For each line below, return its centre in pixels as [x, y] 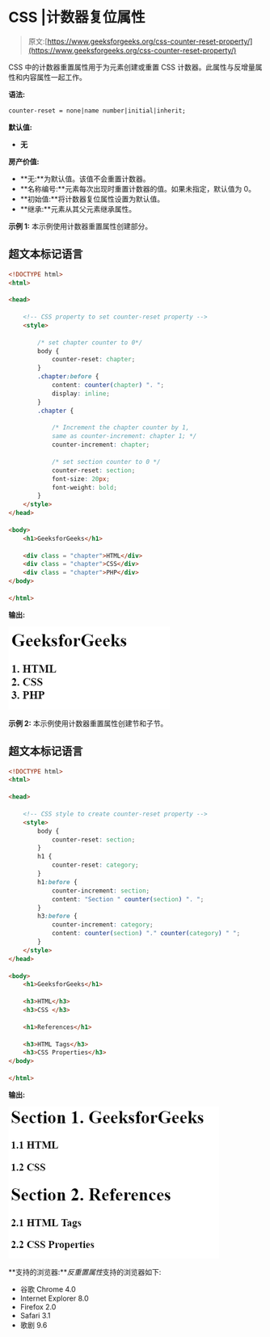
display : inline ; [81, 394]
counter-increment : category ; [102, 925]
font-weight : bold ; [84, 487]
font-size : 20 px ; [81, 479]
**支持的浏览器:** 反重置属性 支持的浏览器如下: [85, 1272]
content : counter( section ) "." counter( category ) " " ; [146, 934]
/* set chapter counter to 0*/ [90, 342]
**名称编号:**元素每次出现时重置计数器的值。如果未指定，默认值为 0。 [138, 188]
